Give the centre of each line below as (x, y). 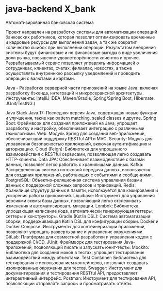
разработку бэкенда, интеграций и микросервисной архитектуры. (75, 93)
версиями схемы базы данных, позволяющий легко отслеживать (73, 200)
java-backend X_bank (51, 9)
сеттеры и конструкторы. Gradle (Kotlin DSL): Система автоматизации (78, 216)
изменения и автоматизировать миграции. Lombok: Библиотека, (73, 206)
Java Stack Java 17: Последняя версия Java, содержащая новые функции (81, 112)
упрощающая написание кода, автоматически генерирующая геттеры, (79, 211)
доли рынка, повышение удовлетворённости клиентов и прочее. (73, 57)
